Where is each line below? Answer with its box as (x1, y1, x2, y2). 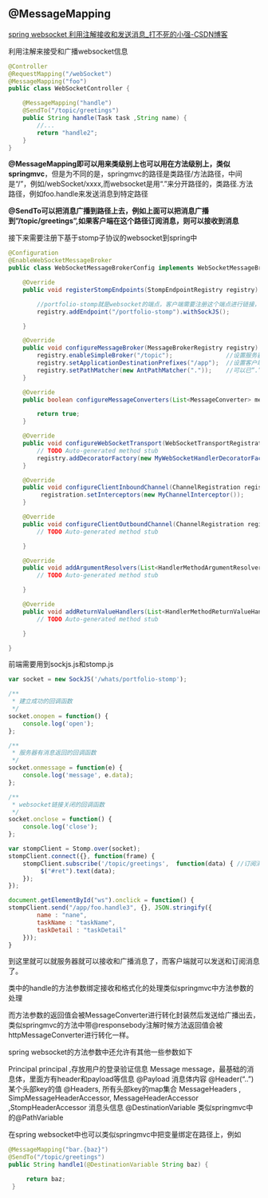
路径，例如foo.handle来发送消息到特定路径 (8, 189, 149, 199)
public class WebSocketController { (8, 85, 130, 93)
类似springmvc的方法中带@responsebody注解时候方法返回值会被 (8, 1020, 223, 1030)
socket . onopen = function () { (8, 712, 109, 720)
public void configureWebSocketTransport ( (22, 440, 166, 448)
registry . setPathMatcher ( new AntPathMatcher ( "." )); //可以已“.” (37, 366, 262, 374)
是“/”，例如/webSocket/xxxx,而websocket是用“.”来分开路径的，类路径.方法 (8, 179, 254, 189)
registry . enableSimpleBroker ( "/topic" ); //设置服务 (37, 352, 258, 360)
